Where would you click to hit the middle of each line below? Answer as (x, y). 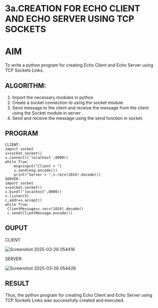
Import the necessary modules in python (53, 97)
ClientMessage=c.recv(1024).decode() (45, 209)
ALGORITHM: (26, 86)
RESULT (17, 283)
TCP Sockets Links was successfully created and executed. (65, 300)
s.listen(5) (17, 196)
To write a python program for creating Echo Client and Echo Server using (79, 65)
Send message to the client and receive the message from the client (80, 107)
